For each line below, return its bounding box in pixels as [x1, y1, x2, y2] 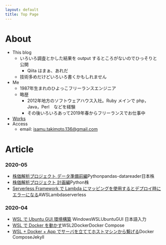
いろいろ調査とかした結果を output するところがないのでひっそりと [19, 55, 158, 61]
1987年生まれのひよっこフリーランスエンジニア [19, 85, 116, 92]
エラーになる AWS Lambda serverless [12, 192, 87, 197]
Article [5, 144, 34, 155]
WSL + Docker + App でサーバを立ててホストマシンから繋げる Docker [12, 229, 154, 235]
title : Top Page [5, 12, 39, 17]
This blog [12, 49, 32, 55]
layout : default [5, 7, 39, 12]
